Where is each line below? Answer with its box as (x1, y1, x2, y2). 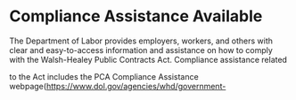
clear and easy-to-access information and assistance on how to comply (9, 44, 274, 55)
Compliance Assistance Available (9, 6, 263, 27)
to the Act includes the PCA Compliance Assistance (9, 71, 199, 81)
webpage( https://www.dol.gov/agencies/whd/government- (9, 81, 226, 91)
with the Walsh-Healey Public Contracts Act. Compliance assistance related (9, 54, 288, 65)
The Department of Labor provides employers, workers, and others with (9, 35, 274, 46)
